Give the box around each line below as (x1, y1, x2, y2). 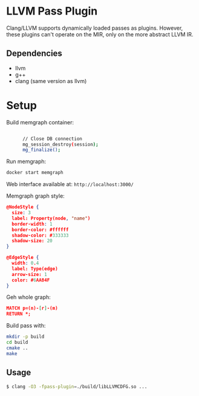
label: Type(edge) (11, 266, 59, 272)
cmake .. (6, 344, 28, 351)
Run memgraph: (6, 158, 47, 165)
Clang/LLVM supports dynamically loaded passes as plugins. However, (6, 24, 183, 32)
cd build (6, 340, 28, 346)
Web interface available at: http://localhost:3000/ (6, 181, 134, 188)
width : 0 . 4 (11, 260, 39, 266)
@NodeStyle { (6, 204, 39, 210)
